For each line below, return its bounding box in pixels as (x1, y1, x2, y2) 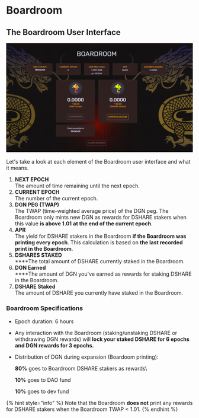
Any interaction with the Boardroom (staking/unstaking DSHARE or (14, 329, 178, 336)
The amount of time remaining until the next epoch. (14, 182, 140, 190)
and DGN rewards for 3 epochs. (14, 342, 94, 349)
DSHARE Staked (14, 283, 56, 291)
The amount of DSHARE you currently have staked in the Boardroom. (14, 289, 184, 296)
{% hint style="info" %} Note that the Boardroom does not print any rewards (6, 399, 193, 406)
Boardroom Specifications (6, 304, 84, 312)
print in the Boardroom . (14, 245, 73, 253)
